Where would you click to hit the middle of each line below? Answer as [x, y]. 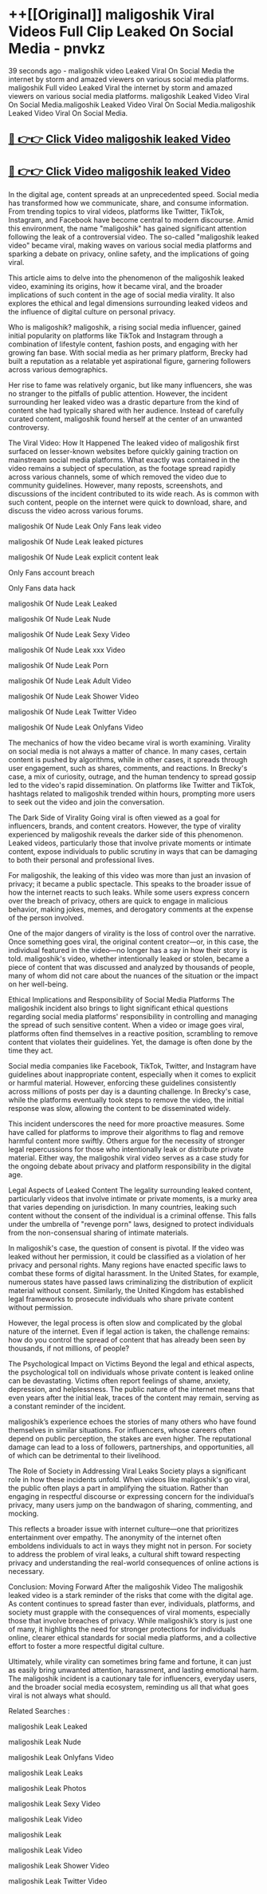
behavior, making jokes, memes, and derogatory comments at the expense [131, 909]
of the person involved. [46, 918]
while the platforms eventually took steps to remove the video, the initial [126, 1100]
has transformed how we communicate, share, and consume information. [129, 203]
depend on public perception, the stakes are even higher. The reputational [130, 1439]
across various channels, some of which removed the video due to [118, 477]
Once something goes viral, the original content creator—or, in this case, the [133, 942]
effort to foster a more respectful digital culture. [86, 1647]
